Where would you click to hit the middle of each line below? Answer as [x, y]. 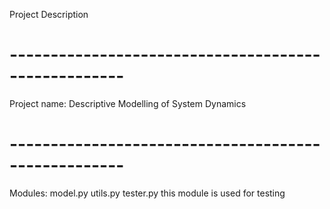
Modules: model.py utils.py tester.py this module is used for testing [147, 193]
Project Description [49, 14]
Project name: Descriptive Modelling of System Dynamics [128, 103]
